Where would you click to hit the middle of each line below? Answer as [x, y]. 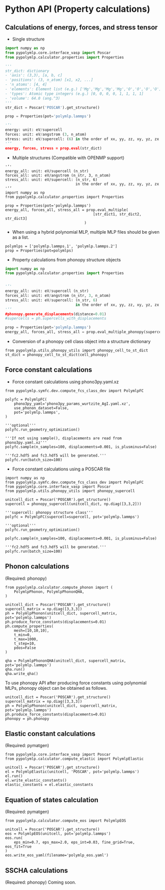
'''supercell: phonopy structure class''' [49, 512]
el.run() [14, 776]
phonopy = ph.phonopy [27, 718]
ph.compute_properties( [29, 626]
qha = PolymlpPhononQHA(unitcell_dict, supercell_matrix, [66, 661]
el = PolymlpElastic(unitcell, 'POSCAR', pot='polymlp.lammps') [72, 772]
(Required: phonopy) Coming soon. [41, 882]
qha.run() [15, 669]
